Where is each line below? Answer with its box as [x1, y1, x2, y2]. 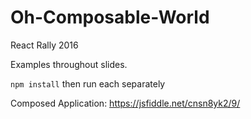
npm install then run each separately [10, 77, 166, 90]
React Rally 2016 [10, 39, 79, 51]
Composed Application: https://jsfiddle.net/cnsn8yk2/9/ [10, 97, 241, 109]
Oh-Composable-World [10, 6, 210, 29]
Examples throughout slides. [10, 58, 128, 70]
